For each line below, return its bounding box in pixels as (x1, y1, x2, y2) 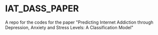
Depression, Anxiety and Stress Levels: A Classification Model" (5, 24, 134, 30)
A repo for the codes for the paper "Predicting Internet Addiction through (5, 19, 154, 25)
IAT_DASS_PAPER (5, 3, 79, 14)
